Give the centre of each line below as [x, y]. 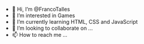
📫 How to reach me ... [39, 35]
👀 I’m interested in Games [43, 15]
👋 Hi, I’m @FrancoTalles [41, 9]
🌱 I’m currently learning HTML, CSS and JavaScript [75, 22]
